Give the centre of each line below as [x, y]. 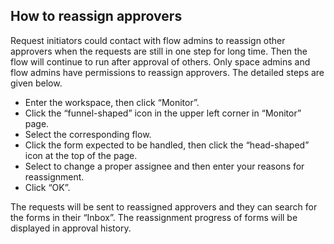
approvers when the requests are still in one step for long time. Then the [159, 51]
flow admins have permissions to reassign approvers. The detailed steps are [167, 72]
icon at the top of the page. [81, 155]
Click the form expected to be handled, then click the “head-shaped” [167, 145]
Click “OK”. [47, 187]
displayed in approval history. [71, 228]
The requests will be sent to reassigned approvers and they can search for [164, 206]
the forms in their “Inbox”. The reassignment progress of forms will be [154, 217]
